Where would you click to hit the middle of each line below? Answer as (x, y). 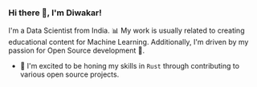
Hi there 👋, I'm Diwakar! (55, 13)
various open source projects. (69, 74)
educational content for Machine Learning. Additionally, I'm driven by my (128, 42)
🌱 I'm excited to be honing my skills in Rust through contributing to (129, 66)
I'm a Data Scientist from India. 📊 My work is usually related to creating (126, 30)
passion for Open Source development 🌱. (77, 50)
